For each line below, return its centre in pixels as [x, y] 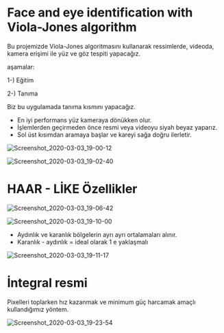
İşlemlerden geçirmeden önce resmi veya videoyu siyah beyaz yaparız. [117, 127]
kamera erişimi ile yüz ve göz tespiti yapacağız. [74, 54]
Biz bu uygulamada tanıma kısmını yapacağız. [71, 106]
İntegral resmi [47, 283]
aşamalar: [21, 67]
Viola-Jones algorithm [72, 27]
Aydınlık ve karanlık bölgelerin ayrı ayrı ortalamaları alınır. [97, 234]
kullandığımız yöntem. [38, 309]
